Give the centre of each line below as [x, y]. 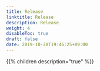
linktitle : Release [30, 17]
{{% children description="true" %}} [50, 61]
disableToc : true [27, 34]
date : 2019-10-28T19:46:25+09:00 [47, 45]
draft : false [22, 39]
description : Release [33, 22]
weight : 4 [18, 28]
